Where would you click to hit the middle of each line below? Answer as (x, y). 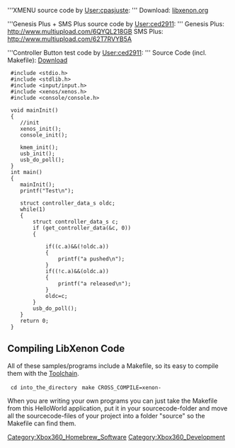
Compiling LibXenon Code (66, 349)
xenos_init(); (41, 129)
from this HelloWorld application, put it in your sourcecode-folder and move (117, 408)
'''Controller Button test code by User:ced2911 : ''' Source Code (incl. (107, 53)
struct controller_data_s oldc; (68, 203)
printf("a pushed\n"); (91, 259)
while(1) (33, 209)
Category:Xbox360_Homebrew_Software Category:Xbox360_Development (116, 437)
